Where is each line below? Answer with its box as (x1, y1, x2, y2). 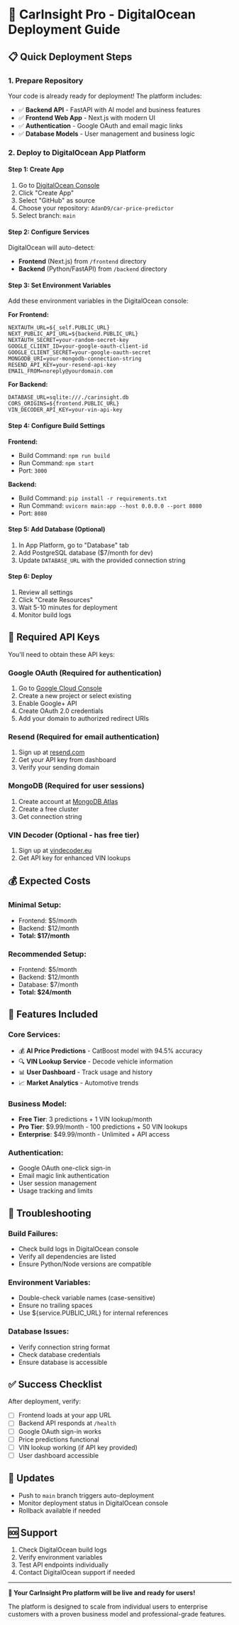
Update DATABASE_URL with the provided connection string (18, 556, 186, 564)
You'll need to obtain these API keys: (8, 650, 116, 658)
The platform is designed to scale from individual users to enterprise (8, 1602, 209, 1611)
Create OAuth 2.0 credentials (18, 707, 104, 715)
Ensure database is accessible (18, 1358, 108, 1366)
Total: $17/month (18, 931, 70, 940)
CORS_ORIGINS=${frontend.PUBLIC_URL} (8, 400, 120, 407)
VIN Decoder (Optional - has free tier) (8, 830, 140, 840)
